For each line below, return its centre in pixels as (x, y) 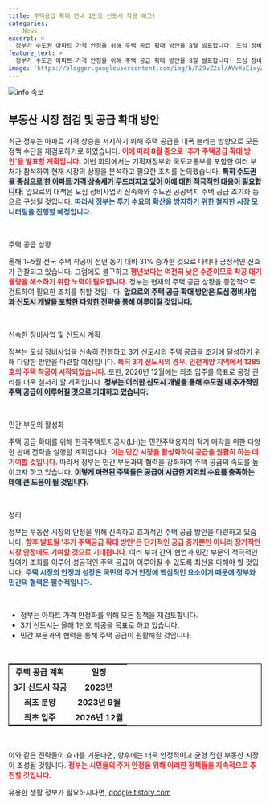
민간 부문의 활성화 (36, 425)
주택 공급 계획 (40, 672)
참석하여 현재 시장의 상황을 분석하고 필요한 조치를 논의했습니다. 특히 (129, 171)
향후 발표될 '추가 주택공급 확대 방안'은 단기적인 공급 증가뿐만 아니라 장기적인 (143, 542)
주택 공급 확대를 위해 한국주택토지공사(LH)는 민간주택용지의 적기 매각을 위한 (127, 442)
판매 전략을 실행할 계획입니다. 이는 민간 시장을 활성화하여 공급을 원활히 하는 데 (137, 451)
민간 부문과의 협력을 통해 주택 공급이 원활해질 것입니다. (106, 635)
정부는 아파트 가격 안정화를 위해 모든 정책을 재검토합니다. (109, 615)
